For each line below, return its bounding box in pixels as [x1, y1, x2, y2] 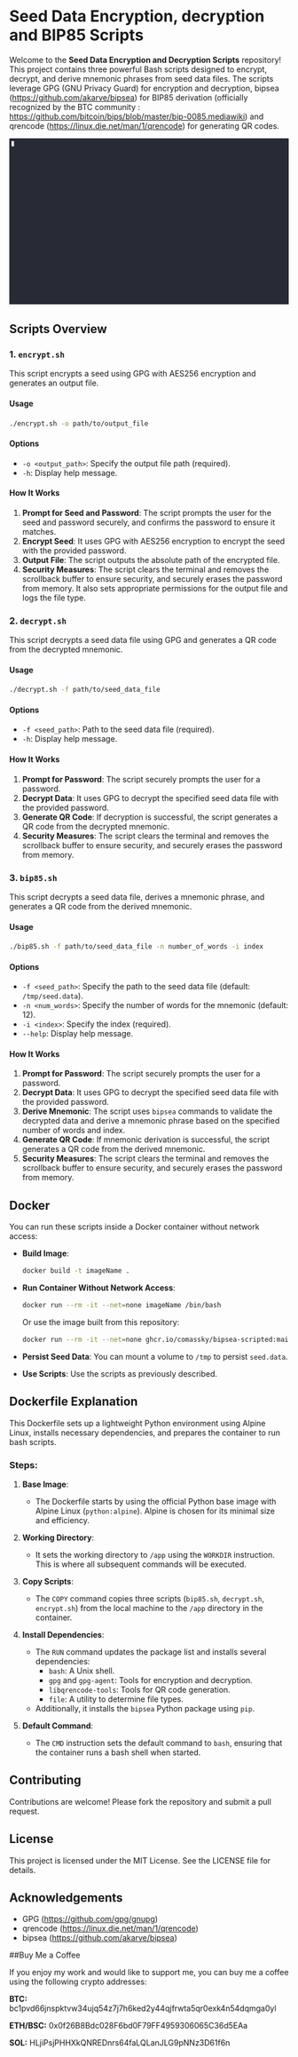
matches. [21, 526, 57, 536]
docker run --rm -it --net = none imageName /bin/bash [21, 1301, 222, 1310]
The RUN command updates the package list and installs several [35, 1646, 267, 1657]
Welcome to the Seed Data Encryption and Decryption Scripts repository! [9, 54, 282, 65]
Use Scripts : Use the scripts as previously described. [21, 1368, 218, 1378]
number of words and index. [21, 1125, 126, 1136]
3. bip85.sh [9, 871, 58, 884]
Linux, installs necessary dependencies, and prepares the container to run [9, 1427, 281, 1438]
